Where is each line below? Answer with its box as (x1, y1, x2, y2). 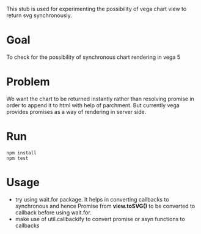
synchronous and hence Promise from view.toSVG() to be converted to (15, 202, 196, 209)
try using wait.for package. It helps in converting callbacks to (15, 195, 169, 203)
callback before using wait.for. (15, 208, 92, 216)
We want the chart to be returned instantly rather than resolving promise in (6, 95, 194, 102)
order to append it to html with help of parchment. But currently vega (6, 101, 180, 109)
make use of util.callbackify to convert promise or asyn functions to (15, 215, 185, 222)
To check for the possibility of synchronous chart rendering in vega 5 (6, 53, 181, 61)
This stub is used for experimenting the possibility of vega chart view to (6, 6, 187, 12)
